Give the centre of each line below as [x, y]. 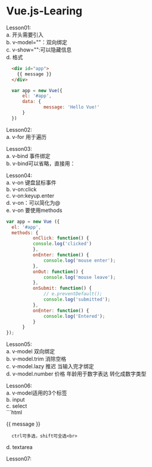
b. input [15, 400]
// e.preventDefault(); [73, 294]
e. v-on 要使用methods [34, 210]
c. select [17, 406]
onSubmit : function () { [62, 289]
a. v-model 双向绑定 [31, 351]
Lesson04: [19, 175]
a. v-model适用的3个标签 [37, 393]
